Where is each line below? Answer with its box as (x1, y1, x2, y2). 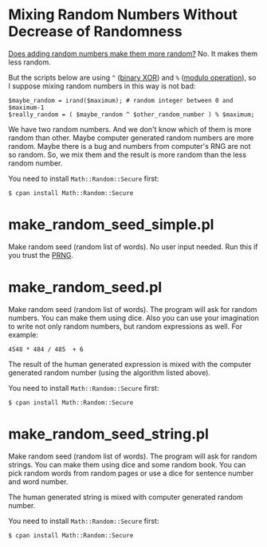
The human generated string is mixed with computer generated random (8, 492, 243, 502)
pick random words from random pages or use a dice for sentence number (8, 468, 253, 478)
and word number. (8, 476, 69, 486)
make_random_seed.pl (8, 279, 163, 296)
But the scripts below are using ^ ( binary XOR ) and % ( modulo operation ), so (8, 72, 257, 82)
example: (8, 330, 38, 339)
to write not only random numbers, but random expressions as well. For (8, 321, 243, 331)
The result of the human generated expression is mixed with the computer (8, 359, 252, 369)
